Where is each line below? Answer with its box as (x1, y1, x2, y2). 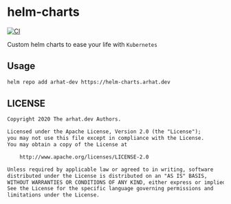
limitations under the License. (7, 192, 100, 198)
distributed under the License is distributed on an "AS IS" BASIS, (7, 172, 208, 179)
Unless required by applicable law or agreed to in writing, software (7, 166, 214, 173)
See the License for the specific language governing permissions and (7, 185, 214, 192)
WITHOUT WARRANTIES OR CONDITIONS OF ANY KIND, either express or (7, 178, 201, 186)
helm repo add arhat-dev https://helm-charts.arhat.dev (7, 79, 170, 85)
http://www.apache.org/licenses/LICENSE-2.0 (19, 153, 149, 161)
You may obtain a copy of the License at (7, 141, 128, 148)
